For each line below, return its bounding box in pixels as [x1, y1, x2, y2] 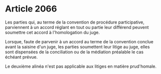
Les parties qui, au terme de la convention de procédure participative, [5, 19, 145, 25]
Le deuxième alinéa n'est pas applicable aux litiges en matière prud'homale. [5, 63, 157, 69]
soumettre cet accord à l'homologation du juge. [5, 29, 100, 35]
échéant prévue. [5, 54, 38, 60]
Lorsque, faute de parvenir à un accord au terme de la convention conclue [5, 38, 154, 44]
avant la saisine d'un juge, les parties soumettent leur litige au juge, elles [5, 44, 150, 49]
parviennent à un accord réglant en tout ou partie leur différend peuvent [5, 24, 149, 30]
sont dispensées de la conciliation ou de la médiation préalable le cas [5, 49, 144, 55]
